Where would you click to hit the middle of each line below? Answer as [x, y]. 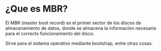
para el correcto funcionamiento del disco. [50, 33]
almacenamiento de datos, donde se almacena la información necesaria [81, 28]
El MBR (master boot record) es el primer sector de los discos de [73, 23]
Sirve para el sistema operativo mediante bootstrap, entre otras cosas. [79, 43]
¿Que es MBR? [36, 9]
